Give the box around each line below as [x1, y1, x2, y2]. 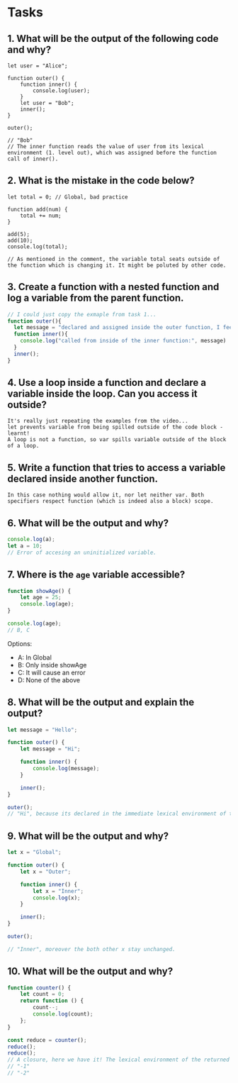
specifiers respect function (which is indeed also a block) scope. [7, 498, 214, 505]
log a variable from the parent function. [7, 292, 184, 304]
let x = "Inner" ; [33, 887, 84, 894]
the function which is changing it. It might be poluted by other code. [7, 262, 227, 269]
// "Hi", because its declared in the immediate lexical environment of [7, 810, 227, 818]
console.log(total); [7, 243, 69, 250]
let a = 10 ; [7, 542, 42, 550]
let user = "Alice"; [7, 62, 69, 70]
